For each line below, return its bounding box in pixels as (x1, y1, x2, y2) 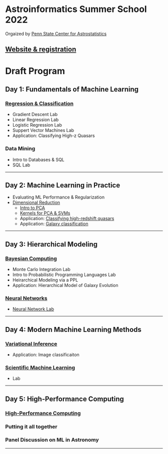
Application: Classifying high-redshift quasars (19, 215, 114, 221)
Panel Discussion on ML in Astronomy (5, 436, 99, 443)
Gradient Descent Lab (12, 111, 58, 117)
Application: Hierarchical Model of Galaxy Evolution (12, 282, 118, 288)
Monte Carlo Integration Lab (12, 266, 71, 272)
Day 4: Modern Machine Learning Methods (5, 325, 141, 333)
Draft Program (5, 65, 65, 76)
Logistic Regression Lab (12, 122, 62, 128)
